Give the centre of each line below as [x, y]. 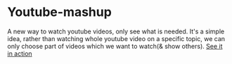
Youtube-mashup [60, 12]
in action [20, 54]
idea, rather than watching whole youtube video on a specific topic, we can [116, 38]
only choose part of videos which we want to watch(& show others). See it [115, 46]
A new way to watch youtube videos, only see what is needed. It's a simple [116, 31]
